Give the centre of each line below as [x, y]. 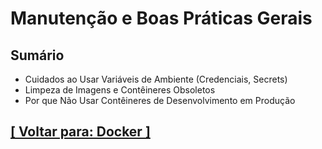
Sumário [37, 55]
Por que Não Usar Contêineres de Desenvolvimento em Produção [160, 100]
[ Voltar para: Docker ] [80, 132]
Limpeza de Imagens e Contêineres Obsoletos [120, 90]
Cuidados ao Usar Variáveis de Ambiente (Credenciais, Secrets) [156, 79]
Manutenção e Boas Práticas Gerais [161, 18]
